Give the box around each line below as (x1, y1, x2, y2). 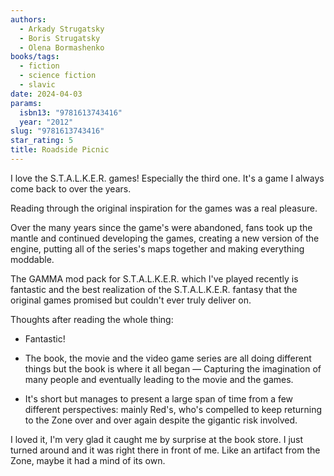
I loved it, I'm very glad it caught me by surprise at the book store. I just (10, 433, 304, 445)
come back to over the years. (10, 182, 132, 195)
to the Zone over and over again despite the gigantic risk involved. (24, 414, 298, 426)
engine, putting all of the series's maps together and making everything (10, 242, 305, 255)
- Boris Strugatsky (19, 33, 101, 43)
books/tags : (10, 52, 60, 62)
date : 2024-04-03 (10, 89, 83, 99)
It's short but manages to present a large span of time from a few (24, 392, 294, 405)
